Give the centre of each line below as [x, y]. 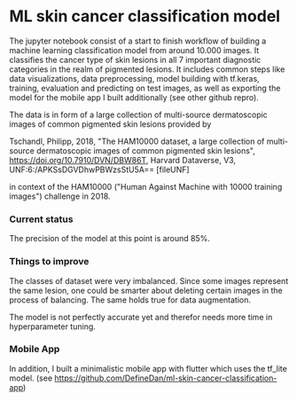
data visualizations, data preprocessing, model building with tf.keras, [134, 78]
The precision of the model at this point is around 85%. [110, 239]
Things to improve [49, 262]
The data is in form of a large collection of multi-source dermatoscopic [138, 114]
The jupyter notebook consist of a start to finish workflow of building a [138, 41]
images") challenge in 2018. [60, 196]
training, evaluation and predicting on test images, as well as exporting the [145, 88]
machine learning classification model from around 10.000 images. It [134, 50]
